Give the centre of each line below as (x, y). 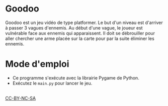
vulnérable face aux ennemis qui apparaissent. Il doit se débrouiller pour (80, 33)
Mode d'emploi (37, 64)
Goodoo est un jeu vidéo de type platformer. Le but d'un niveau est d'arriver (84, 22)
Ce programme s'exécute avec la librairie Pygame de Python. (76, 77)
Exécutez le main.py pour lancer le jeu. (52, 83)
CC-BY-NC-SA (21, 98)
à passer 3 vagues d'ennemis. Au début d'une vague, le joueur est (74, 27)
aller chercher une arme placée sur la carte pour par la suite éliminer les (80, 38)
